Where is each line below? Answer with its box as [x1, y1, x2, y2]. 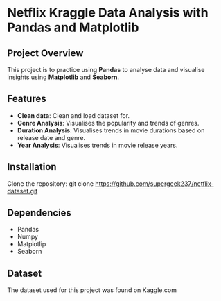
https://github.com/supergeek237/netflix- [95, 179, 214, 188]
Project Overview [7, 47, 84, 59]
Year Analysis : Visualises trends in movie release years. [17, 141, 178, 149]
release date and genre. [17, 133, 85, 141]
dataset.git [7, 187, 38, 195]
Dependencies [7, 207, 71, 219]
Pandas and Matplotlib [7, 19, 139, 35]
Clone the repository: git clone [7, 179, 94, 188]
